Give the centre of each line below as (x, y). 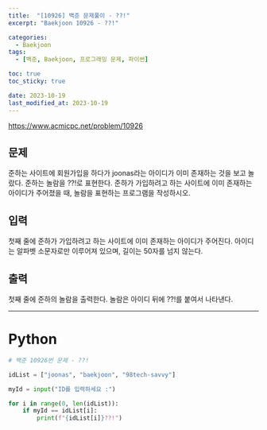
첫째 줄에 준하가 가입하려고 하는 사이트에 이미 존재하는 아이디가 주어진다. (120, 241)
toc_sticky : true (37, 81)
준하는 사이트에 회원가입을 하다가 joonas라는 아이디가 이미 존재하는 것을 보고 (127, 173)
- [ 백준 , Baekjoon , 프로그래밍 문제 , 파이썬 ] (82, 60)
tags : (17, 52)
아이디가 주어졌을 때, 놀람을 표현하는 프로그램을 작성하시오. (99, 193)
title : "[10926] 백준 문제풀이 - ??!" (69, 15)
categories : (28, 37)
